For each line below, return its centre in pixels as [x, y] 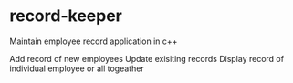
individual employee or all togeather [77, 68]
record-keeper [66, 16]
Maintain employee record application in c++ [94, 41]
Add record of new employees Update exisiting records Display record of [147, 58]
